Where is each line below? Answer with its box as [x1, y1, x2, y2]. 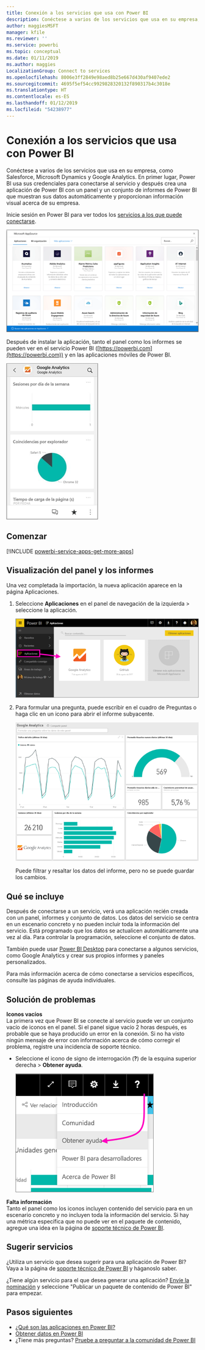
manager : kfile [6, 29, 45, 35]
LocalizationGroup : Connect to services [6, 68, 111, 74]
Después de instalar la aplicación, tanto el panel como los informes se [6, 338, 182, 345]
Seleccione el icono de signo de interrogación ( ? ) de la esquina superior [15, 1055, 197, 1062]
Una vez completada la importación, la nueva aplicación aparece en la [6, 581, 182, 589]
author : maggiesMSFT [6, 23, 59, 29]
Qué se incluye [6, 891, 64, 902]
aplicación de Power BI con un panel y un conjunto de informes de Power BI [6, 186, 197, 194]
